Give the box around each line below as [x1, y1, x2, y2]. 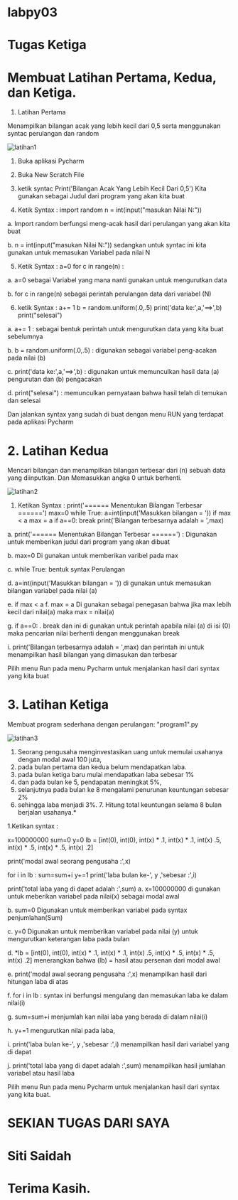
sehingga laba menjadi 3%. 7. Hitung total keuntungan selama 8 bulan [17, 800, 222, 809]
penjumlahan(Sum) [7, 914, 63, 922]
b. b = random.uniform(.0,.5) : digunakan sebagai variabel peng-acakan [7, 346, 217, 355]
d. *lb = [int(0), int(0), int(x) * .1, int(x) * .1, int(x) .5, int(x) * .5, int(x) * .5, [7, 948, 215, 957]
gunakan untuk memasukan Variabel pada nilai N [7, 248, 151, 257]
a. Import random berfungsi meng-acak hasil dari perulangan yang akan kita [7, 220, 231, 228]
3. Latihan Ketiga [7, 697, 109, 713]
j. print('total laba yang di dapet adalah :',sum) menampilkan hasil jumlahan [7, 1061, 226, 1070]
